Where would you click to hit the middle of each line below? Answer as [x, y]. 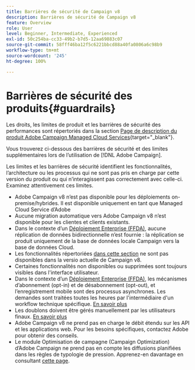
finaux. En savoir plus [41, 317]
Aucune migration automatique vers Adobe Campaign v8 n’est [90, 216]
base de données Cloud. [45, 247]
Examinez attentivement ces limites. [50, 186]
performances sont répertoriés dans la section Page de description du [92, 131]
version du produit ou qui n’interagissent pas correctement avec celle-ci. [95, 179]
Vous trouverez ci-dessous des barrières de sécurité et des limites [87, 149]
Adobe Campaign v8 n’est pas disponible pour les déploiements [92, 197]
